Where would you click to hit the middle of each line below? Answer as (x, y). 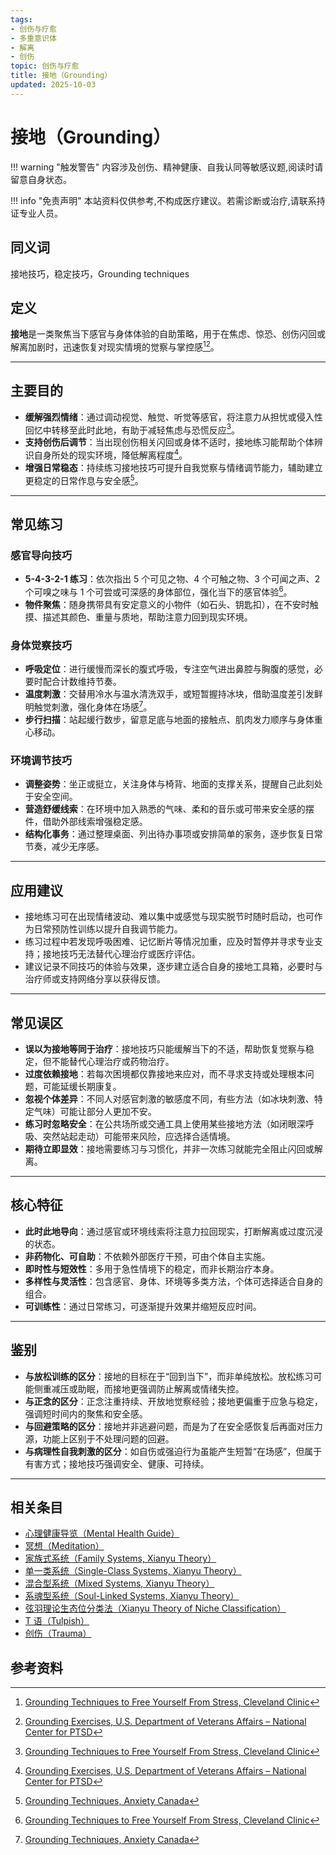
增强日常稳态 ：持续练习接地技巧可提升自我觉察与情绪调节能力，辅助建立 (173, 468)
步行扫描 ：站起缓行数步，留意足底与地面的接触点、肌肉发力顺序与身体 (169, 720)
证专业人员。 (36, 213)
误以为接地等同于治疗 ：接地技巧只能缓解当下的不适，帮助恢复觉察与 (165, 1048)
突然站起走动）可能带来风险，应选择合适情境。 (139, 1136)
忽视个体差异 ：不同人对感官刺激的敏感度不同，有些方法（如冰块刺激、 (169, 1098)
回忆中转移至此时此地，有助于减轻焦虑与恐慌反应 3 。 (132, 429)
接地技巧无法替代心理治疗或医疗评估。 (121, 954)
